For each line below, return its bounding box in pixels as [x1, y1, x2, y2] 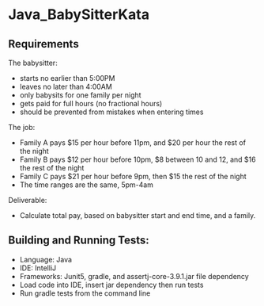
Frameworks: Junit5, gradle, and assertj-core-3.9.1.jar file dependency [19, 271, 249, 281]
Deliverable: [8, 196, 47, 205]
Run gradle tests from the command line [19, 288, 151, 298]
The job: [8, 123, 36, 132]
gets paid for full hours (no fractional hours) [19, 99, 163, 108]
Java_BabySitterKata [8, 6, 150, 24]
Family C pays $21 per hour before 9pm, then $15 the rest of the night [19, 172, 247, 181]
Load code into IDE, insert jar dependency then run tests [19, 280, 204, 289]
